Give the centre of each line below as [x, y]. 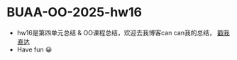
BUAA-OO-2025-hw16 [75, 12]
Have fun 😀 [34, 49]
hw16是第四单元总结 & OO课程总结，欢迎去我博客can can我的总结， [116, 32]
